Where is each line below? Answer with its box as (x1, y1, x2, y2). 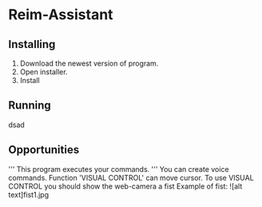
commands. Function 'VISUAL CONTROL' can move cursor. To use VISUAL (8, 173, 254, 182)
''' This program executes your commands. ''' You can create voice (8, 164, 229, 173)
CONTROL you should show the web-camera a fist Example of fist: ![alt (8, 181, 243, 191)
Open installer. (19, 67, 68, 77)
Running (8, 98, 52, 113)
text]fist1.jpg (8, 189, 50, 199)
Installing (8, 38, 56, 51)
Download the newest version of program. (19, 58, 159, 68)
